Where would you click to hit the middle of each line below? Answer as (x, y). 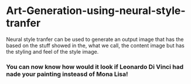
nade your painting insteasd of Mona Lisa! (67, 74)
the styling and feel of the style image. (52, 51)
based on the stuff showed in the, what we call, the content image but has (95, 45)
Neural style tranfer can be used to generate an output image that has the (95, 39)
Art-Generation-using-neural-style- (96, 11)
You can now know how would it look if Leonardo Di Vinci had (95, 66)
